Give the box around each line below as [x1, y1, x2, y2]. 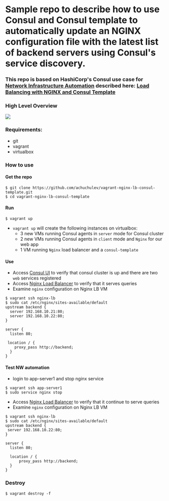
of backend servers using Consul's [5, 47, 156, 59]
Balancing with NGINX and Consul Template [5, 89, 116, 96]
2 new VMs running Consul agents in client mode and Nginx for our [20, 236, 162, 242]
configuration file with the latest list [5, 36, 159, 48]
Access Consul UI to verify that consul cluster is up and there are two [12, 270, 158, 276]
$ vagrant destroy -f [5, 491, 51, 496]
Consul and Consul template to [5, 14, 138, 26]
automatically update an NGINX [5, 25, 141, 37]
